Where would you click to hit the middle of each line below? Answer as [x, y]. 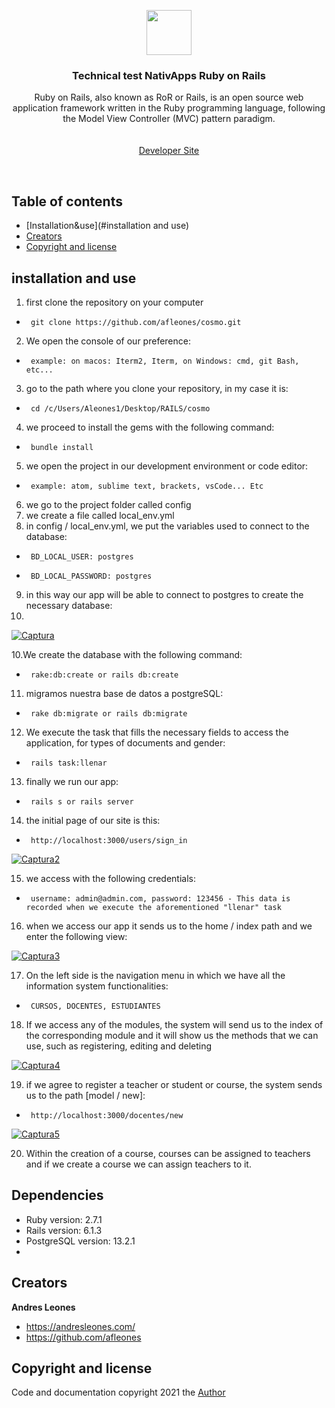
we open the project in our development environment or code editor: [167, 466]
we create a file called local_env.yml [100, 515]
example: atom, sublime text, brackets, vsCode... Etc [147, 486]
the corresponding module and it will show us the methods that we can [172, 1035]
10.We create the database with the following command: [127, 654]
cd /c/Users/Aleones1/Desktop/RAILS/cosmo [120, 408]
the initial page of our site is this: [93, 820]
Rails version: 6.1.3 [64, 1230]
